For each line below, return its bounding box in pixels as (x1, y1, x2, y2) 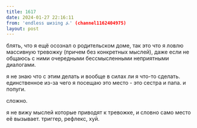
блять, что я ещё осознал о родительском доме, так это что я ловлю (6, 42, 184, 49)
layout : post (6, 25, 39, 32)
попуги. (6, 85, 26, 93)
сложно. (6, 97, 28, 105)
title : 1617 (6, 8, 36, 15)
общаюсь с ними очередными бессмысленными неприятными (6, 55, 169, 62)
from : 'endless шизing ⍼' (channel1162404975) (6, 20, 127, 26)
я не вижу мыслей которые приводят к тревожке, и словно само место (6, 109, 192, 116)
